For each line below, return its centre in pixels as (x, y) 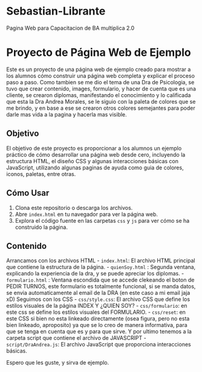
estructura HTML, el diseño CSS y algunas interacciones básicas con (92, 161)
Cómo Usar (28, 193)
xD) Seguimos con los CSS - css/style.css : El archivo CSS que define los (98, 299)
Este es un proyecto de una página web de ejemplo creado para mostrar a (99, 69)
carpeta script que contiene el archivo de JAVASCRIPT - (76, 338)
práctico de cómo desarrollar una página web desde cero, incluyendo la (96, 154)
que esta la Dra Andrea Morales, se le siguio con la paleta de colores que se (101, 101)
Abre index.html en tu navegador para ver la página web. (86, 214)
